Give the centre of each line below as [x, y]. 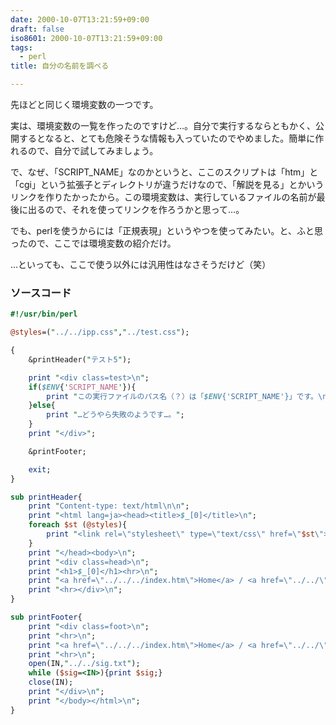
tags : [21, 47]
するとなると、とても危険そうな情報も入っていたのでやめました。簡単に [167, 138]
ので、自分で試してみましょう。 [93, 150]
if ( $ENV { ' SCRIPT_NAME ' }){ [82, 387]
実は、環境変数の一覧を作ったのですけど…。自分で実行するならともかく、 [163, 125]
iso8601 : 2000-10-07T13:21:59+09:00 [86, 38]
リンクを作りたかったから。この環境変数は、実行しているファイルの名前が [163, 197]
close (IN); [51, 682]
